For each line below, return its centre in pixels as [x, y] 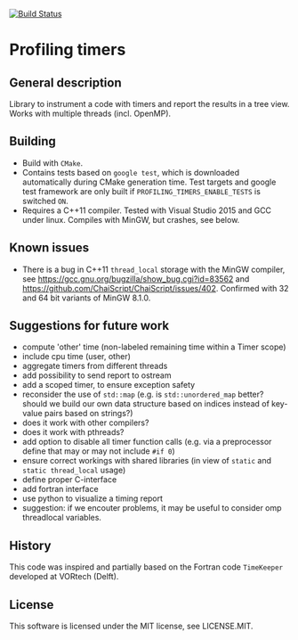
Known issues [49, 248]
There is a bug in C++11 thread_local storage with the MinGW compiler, [153, 269]
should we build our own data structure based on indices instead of [145, 404]
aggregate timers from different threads [95, 366]
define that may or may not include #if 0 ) [98, 451]
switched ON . [45, 201]
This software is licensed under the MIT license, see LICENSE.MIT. [131, 626]
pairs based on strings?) [89, 414]
